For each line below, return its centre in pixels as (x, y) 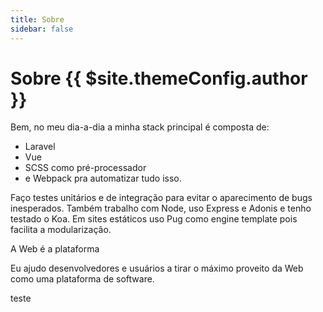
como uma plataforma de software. (82, 279)
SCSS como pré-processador (85, 168)
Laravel (40, 147)
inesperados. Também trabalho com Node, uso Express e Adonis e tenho (161, 208)
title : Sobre (37, 19)
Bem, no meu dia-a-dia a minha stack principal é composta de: (140, 127)
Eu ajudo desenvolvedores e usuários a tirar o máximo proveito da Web (157, 268)
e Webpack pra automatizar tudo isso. (103, 178)
